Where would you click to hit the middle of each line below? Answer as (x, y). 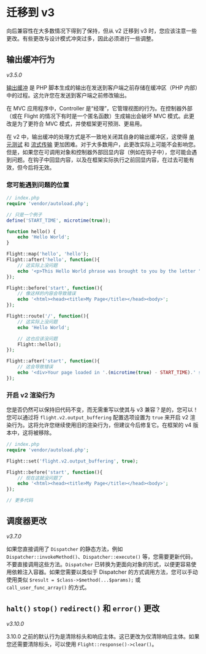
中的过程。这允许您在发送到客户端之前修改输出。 (68, 95)
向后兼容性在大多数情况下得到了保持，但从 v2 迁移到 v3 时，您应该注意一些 (102, 31)
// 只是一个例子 (24, 215)
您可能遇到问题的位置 (38, 185)
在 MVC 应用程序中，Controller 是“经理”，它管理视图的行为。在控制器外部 (100, 108)
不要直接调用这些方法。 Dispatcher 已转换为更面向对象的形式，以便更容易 (99, 564)
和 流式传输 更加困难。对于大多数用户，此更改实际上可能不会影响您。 (111, 144)
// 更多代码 (20, 500)
